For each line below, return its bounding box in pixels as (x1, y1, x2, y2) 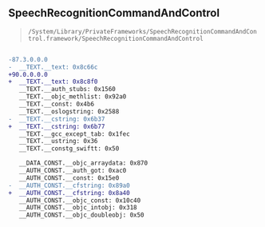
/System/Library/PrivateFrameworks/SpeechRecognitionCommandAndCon (27, 27, 257, 35)
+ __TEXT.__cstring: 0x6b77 (8, 122, 105, 130)
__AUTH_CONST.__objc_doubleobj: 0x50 (18, 211, 145, 219)
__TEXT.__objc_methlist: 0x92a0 (18, 93, 127, 101)
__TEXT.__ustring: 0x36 (18, 137, 98, 145)
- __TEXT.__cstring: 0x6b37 (8, 115, 105, 123)
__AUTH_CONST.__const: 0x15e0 (18, 173, 120, 182)
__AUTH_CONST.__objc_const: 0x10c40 (18, 196, 141, 205)
